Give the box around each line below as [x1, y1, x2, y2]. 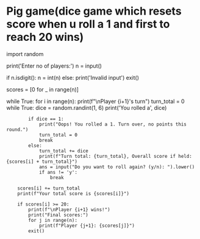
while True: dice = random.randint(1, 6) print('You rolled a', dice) [6, 104, 167, 111]
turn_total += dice [38, 148, 88, 154]
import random [6, 50, 44, 57]
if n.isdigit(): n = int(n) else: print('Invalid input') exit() [6, 74, 139, 81]
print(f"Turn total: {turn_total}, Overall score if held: [38, 153, 192, 159]
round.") [6, 126, 29, 132]
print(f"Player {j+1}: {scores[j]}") [38, 223, 135, 229]
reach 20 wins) [6, 30, 84, 44]
